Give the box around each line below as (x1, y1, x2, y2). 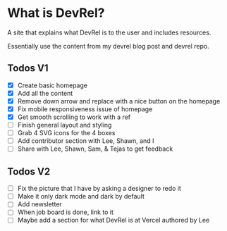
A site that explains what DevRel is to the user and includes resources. (7, 28, 211, 37)
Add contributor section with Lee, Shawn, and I (17, 137, 154, 145)
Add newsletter (17, 200, 62, 208)
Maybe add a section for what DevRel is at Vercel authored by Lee (17, 216, 210, 225)
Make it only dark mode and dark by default (17, 192, 145, 201)
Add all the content (17, 89, 73, 97)
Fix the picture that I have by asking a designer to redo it (17, 185, 182, 193)
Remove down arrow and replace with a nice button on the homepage (17, 96, 221, 105)
